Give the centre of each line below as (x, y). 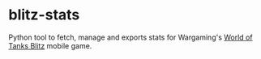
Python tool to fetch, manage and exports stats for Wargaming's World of (130, 37)
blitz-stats (44, 15)
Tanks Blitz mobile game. (50, 45)
